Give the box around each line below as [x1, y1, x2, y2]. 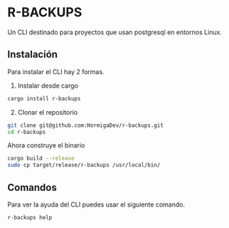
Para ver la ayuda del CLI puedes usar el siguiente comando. [7, 200, 186, 209]
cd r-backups [7, 128, 46, 135]
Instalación [7, 48, 58, 61]
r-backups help [7, 214, 53, 221]
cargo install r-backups [7, 95, 81, 102]
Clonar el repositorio [17, 108, 78, 116]
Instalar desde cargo [17, 81, 78, 90]
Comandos [7, 181, 57, 193]
